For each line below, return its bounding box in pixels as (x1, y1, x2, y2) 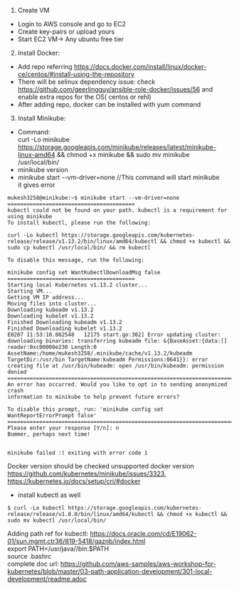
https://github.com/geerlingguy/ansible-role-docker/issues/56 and (17, 85, 213, 93)
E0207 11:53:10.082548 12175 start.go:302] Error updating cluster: (7, 331, 221, 338)
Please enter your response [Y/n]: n (7, 424, 119, 431)
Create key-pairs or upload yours (17, 28, 115, 36)
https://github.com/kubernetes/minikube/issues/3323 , (7, 469, 166, 478)
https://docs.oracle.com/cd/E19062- (90, 530, 197, 537)
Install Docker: (17, 49, 60, 57)
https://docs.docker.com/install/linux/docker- (73, 63, 207, 70)
